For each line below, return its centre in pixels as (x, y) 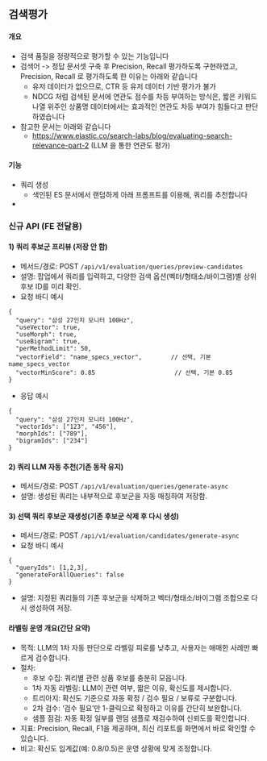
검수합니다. (52, 657)
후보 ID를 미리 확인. (50, 286)
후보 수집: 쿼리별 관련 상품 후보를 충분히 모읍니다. (109, 678)
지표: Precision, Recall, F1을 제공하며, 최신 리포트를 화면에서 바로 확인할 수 (138, 728)
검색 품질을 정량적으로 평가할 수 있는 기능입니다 (94, 56)
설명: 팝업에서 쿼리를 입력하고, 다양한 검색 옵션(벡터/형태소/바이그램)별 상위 (138, 276)
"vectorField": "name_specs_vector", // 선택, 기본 (113, 357)
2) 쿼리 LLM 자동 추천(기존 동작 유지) (66, 467)
